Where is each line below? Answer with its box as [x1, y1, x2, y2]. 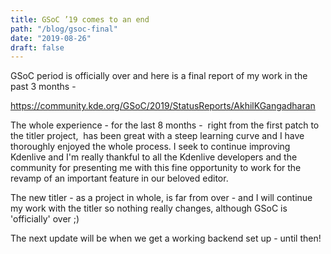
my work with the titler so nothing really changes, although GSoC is [10, 202, 288, 215]
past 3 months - [10, 81, 77, 93]
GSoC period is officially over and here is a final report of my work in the [10, 70, 308, 82]
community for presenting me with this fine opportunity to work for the [10, 162, 302, 174]
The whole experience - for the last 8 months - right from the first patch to [10, 119, 320, 131]
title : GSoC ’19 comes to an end [10, 14, 150, 25]
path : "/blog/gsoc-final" [10, 24, 118, 34]
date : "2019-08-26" [10, 33, 92, 43]
